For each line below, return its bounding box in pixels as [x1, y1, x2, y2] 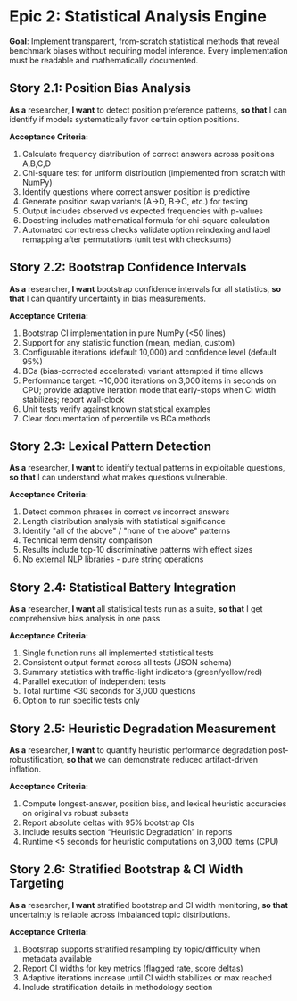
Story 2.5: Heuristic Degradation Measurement [9, 721, 276, 736]
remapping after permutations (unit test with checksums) [21, 234, 232, 245]
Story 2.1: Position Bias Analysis [9, 80, 192, 96]
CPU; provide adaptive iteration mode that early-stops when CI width [21, 384, 276, 395]
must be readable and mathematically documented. [9, 54, 199, 65]
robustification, [9, 755, 65, 764]
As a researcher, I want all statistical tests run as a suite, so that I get [9, 604, 263, 614]
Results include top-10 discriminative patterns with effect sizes [21, 545, 253, 555]
